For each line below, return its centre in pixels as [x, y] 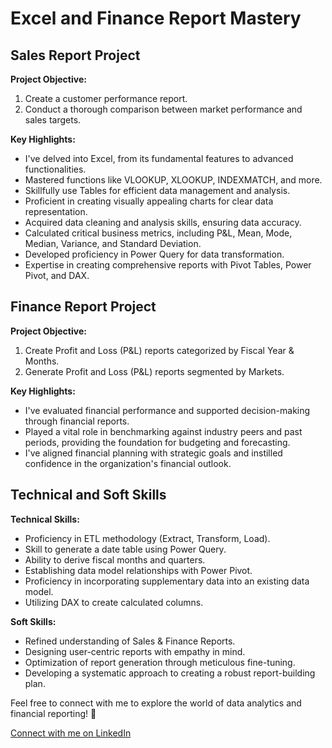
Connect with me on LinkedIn [71, 733]
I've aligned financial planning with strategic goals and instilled [153, 453]
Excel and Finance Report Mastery [156, 18]
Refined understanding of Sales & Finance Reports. [130, 641]
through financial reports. [77, 421]
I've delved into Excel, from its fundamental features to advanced [159, 158]
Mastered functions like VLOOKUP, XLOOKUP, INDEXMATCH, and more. [173, 180]
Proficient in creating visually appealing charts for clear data [149, 201]
